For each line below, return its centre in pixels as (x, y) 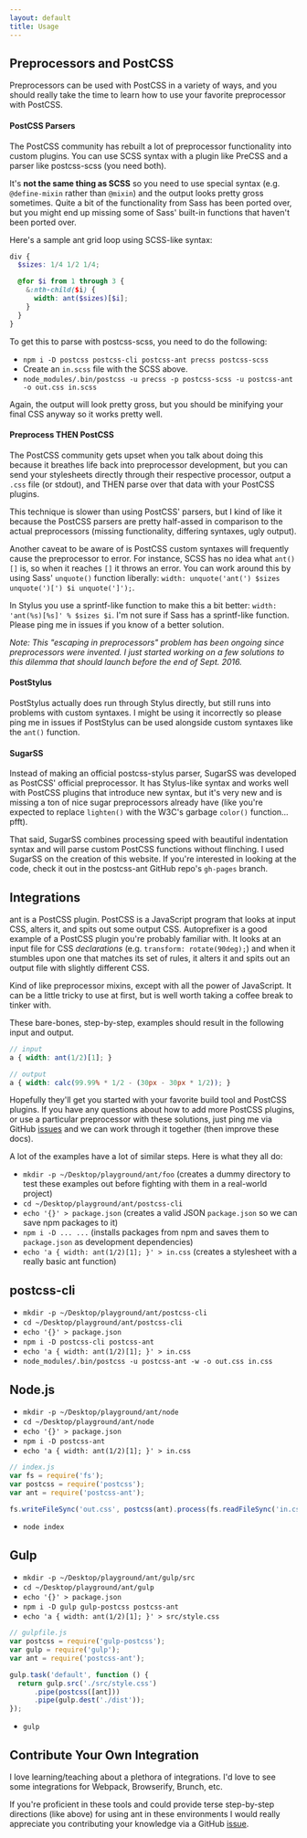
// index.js (32, 1467)
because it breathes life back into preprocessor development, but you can (148, 465)
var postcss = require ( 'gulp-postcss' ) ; (88, 1642)
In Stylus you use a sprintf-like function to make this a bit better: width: (143, 605)
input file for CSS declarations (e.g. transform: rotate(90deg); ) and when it (153, 948)
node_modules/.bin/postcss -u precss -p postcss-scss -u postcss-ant (158, 379)
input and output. (42, 1032)
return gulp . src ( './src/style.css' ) (87, 1683)
